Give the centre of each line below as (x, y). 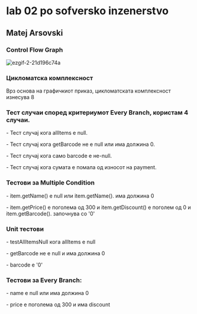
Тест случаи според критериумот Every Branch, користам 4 (97, 113)
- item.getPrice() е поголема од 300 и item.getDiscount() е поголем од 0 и (98, 207)
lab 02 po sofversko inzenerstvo (87, 11)
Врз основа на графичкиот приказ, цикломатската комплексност (89, 91)
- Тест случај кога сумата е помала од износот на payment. (81, 167)
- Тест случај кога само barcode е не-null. (59, 156)
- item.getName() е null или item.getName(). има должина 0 (80, 196)
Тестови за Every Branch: (44, 280)
